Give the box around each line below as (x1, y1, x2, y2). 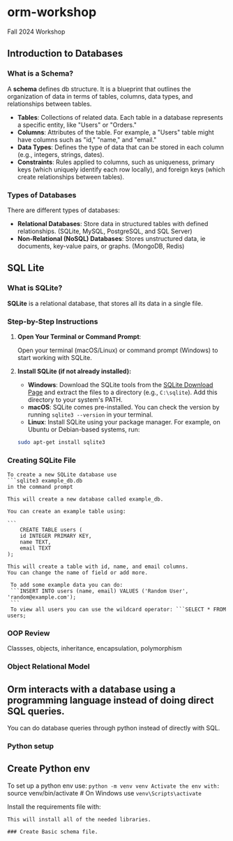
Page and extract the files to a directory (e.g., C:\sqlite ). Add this (27, 388, 218, 396)
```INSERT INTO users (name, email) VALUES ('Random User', (10, 588, 189, 595)
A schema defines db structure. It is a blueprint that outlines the (7, 85, 191, 93)
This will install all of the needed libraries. (7, 816, 151, 823)
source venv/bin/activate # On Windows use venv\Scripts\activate (7, 788, 202, 797)
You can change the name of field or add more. (7, 569, 149, 576)
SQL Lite (7, 262, 45, 274)
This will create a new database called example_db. (7, 496, 164, 503)
